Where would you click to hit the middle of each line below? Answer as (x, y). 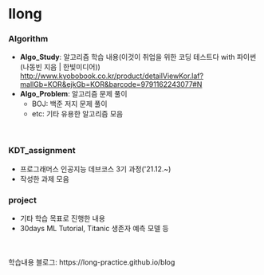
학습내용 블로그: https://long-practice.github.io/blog (92, 262)
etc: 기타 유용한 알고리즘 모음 (77, 114)
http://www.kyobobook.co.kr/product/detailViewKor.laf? (112, 76)
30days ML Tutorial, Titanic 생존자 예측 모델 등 (94, 229)
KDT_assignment (42, 151)
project (23, 200)
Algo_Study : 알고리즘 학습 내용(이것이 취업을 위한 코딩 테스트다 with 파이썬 (138, 57)
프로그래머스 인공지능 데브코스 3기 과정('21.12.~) (95, 169)
